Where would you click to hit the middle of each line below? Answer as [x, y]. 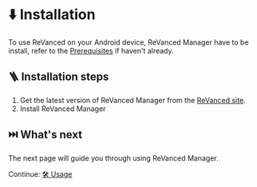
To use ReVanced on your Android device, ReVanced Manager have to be [128, 42]
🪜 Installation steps [59, 77]
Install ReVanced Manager [63, 109]
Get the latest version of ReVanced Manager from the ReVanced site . [132, 100]
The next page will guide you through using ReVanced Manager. [113, 158]
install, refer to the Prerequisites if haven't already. [91, 50]
